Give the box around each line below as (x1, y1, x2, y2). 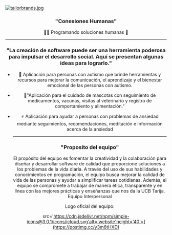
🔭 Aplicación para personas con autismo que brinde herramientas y (18, 71, 161, 77)
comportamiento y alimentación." (55, 103, 125, 109)
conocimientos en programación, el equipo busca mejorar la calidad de (14, 172, 165, 178)
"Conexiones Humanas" (55, 17, 117, 25)
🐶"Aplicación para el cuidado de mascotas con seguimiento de (24, 92, 156, 98)
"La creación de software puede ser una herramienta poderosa (6, 47, 166, 54)
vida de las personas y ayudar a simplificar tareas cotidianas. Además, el (13, 177, 167, 183)
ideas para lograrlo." (60, 59, 112, 67)
